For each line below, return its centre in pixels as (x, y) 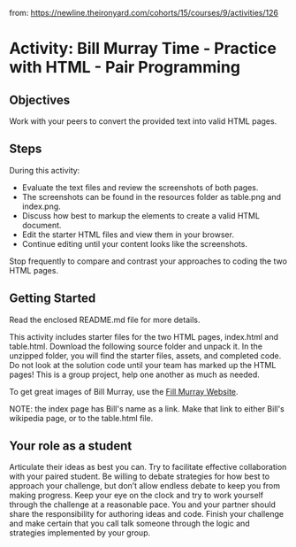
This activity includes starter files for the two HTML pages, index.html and (144, 336)
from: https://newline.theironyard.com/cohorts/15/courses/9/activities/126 (144, 13)
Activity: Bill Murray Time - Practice (143, 49)
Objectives (40, 100)
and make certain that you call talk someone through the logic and (129, 524)
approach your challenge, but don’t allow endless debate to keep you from (145, 486)
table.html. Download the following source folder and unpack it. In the (136, 346)
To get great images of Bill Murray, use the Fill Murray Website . (124, 391)
